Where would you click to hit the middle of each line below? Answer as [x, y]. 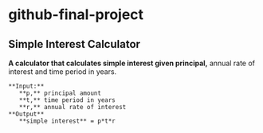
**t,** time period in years [67, 100]
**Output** [26, 114]
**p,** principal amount [60, 93]
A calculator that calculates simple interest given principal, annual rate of [132, 63]
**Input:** [26, 86]
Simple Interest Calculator [75, 44]
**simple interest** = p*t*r [67, 121]
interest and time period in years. [63, 72]
